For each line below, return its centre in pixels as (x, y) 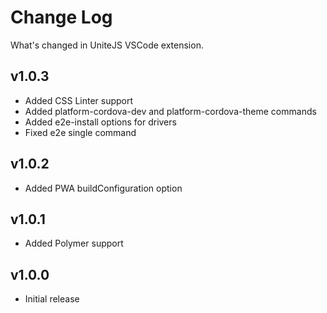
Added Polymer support (74, 243)
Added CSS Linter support (79, 100)
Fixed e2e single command (80, 132)
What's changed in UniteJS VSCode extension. (107, 45)
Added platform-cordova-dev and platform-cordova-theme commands (170, 111)
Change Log (61, 17)
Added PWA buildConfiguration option (103, 188)
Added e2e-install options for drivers (100, 122)
